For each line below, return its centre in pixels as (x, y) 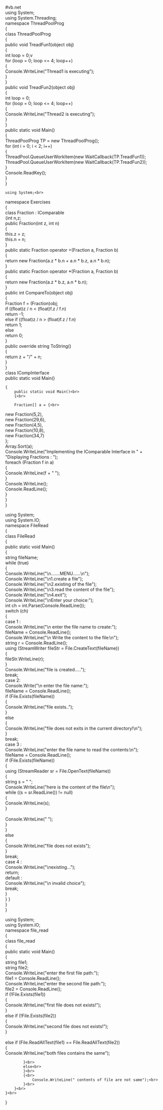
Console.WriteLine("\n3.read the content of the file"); (60, 589)
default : (14, 878)
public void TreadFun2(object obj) (40, 87)
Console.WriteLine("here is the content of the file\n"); (60, 787)
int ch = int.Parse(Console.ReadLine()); (45, 606)
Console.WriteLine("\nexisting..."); (40, 867)
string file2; (17, 968)
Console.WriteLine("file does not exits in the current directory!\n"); (74, 728)
